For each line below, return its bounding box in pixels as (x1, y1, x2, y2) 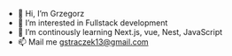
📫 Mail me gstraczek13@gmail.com (17, 37, 149, 47)
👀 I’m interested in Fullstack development (17, 17, 168, 28)
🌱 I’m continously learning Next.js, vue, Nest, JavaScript (17, 27, 223, 37)
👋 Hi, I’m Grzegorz (17, 9, 85, 18)
